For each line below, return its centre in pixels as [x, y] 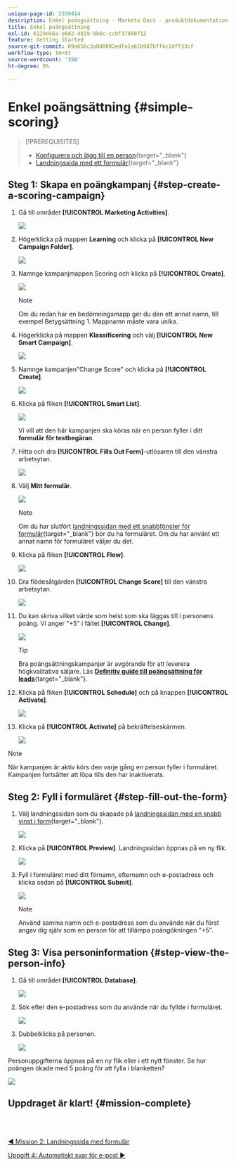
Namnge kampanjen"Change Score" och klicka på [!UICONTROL [112, 369]
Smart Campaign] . [45, 342]
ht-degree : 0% [29, 66]
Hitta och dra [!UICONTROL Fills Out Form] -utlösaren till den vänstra [118, 451]
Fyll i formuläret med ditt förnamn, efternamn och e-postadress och [116, 875]
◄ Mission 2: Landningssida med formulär [69, 1141]
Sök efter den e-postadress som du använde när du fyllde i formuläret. [120, 1007]
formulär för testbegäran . [56, 438]
